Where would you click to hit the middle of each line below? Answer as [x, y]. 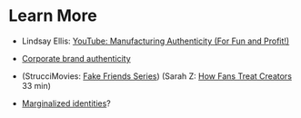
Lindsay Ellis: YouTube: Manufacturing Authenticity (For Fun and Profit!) [156, 41]
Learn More [53, 16]
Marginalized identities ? [66, 103]
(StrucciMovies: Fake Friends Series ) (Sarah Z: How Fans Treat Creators [157, 76]
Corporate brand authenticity [76, 58]
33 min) [36, 85]
